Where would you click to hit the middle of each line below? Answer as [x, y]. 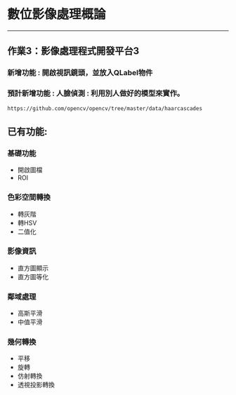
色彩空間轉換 [29, 197]
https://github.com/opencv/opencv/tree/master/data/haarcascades [105, 108]
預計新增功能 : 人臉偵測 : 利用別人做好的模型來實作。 [96, 93]
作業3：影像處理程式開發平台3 [73, 51]
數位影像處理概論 [57, 14]
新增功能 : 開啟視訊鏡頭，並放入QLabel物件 [80, 73]
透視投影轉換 [36, 385]
